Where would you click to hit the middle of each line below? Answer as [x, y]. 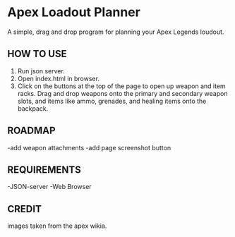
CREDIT [25, 209]
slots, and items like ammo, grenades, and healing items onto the [112, 101]
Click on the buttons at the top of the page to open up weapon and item [121, 86]
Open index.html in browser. [59, 78]
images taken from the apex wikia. [57, 226]
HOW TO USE [37, 54]
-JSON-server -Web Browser [49, 187]
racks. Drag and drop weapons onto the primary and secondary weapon [122, 93]
